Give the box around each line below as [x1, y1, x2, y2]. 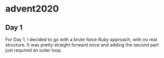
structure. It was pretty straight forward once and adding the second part [5, 42, 159, 48]
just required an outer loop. [5, 47, 63, 53]
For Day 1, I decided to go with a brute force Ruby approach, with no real [5, 36, 157, 42]
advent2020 [5, 3, 59, 15]
